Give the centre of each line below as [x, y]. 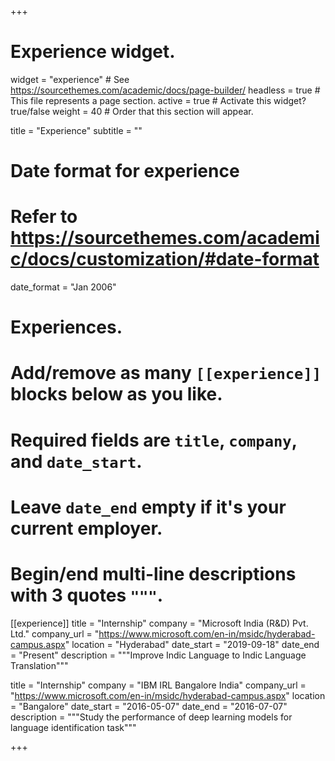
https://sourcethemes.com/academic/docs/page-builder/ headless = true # [165, 90]
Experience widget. [93, 52]
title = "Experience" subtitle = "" [76, 130]
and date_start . [76, 461]
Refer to [44, 217]
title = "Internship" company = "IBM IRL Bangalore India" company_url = [158, 685]
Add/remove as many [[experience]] [166, 373]
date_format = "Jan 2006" [63, 287]
